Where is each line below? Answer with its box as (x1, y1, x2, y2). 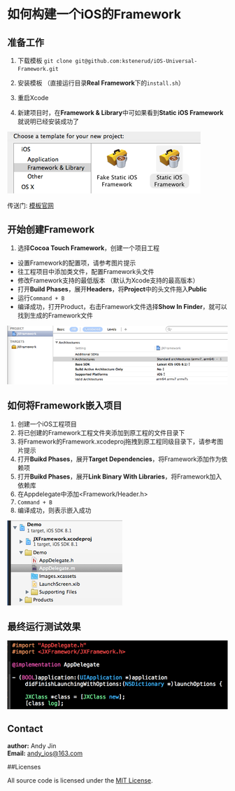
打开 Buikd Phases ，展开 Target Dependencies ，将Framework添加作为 (17, 455, 222, 463)
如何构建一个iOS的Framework (7, 6, 182, 22)
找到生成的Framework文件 (17, 311, 93, 319)
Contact (7, 723, 43, 735)
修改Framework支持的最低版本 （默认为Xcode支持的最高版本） (17, 276, 199, 284)
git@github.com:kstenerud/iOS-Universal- (75, 57, 198, 64)
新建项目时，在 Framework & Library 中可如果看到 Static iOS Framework (17, 109, 224, 116)
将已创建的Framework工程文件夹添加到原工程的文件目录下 (17, 428, 185, 436)
